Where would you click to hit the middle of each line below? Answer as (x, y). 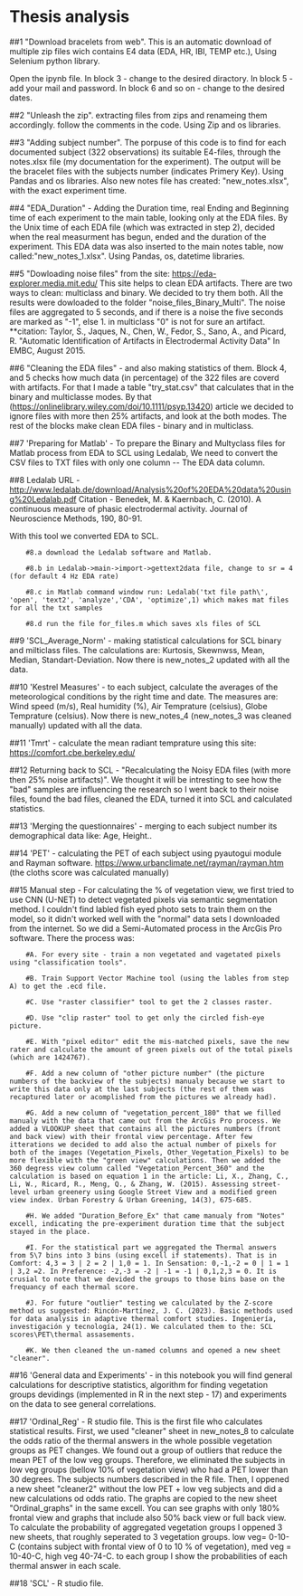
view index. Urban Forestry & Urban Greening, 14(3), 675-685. (131, 1200)
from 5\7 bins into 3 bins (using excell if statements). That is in (143, 1255)
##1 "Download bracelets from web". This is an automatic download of (141, 42)
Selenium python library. (55, 61)
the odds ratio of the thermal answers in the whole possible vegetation (141, 1440)
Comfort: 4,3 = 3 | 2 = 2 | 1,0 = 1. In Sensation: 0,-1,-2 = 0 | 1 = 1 (149, 1263)
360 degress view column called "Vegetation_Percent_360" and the (137, 1168)
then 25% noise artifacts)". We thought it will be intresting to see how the (146, 779)
